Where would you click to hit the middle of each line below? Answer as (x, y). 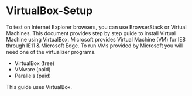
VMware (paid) (32, 69)
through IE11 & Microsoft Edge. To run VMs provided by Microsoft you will (95, 46)
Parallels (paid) (33, 76)
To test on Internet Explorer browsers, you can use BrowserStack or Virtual (96, 27)
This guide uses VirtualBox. (39, 87)
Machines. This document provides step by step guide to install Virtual (91, 33)
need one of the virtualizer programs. (51, 52)
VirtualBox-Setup (49, 11)
